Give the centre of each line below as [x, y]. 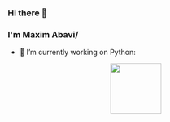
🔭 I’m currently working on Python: [77, 53]
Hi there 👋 [28, 13]
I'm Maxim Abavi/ [43, 34]
